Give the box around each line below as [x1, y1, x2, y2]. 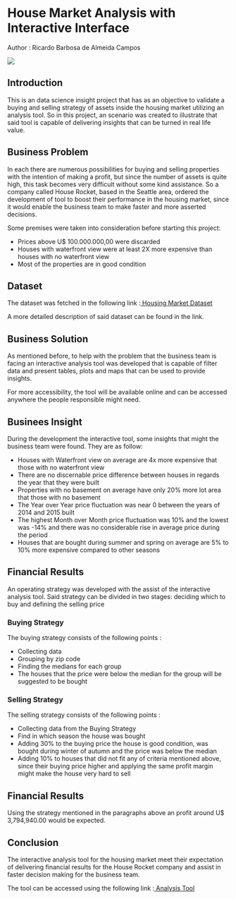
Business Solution [7, 333, 89, 345]
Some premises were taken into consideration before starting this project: [7, 224, 221, 232]
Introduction [7, 77, 63, 89]
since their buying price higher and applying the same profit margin [17, 762, 213, 771]
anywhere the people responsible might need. [7, 395, 141, 404]
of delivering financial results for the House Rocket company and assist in [7, 863, 221, 871]
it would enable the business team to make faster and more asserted [7, 203, 206, 211]
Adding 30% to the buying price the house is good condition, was [17, 740, 209, 748]
